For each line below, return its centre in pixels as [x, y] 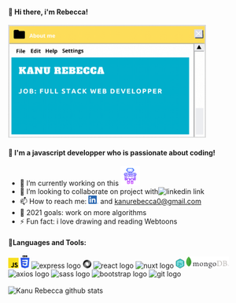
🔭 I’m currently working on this [69, 183]
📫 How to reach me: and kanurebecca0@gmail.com [111, 202]
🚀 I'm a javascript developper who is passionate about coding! [112, 153]
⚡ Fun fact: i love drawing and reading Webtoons [98, 221]
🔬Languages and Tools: [47, 242]
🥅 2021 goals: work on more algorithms [83, 213]
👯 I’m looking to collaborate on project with [89, 192]
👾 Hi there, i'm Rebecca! [48, 12]
